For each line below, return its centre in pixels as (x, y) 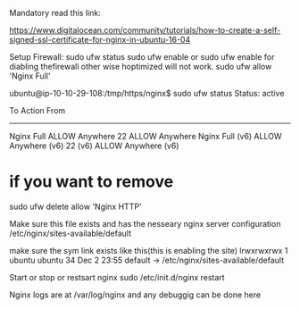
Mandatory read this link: (55, 13)
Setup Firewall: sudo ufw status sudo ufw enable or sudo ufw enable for (142, 57)
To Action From (37, 110)
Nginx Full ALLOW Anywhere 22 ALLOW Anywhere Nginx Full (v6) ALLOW (146, 136)
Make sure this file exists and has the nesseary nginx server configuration (145, 223)
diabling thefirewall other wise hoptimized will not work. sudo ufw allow (141, 67)
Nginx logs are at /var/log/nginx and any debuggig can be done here (135, 295)
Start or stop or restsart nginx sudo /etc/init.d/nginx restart (117, 277)
